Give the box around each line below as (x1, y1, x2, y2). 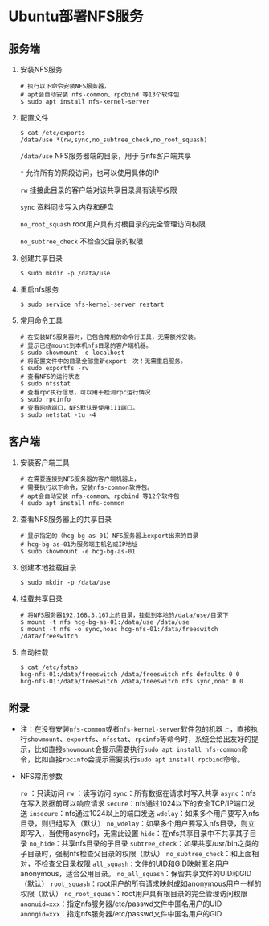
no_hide (29, 840, 55, 848)
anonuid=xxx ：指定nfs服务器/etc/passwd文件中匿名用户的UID (19, 899, 222, 908)
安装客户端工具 (19, 457, 70, 467)
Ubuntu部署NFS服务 (8, 7, 144, 26)
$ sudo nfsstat (19, 380, 71, 388)
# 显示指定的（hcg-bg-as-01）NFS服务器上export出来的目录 (19, 532, 199, 540)
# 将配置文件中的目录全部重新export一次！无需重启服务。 (19, 357, 187, 365)
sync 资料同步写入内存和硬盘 (19, 202, 115, 211)
